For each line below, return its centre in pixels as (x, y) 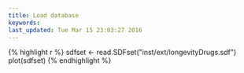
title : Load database (44, 15)
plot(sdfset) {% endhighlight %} (60, 60)
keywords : (24, 23)
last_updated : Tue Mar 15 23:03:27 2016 (76, 30)
